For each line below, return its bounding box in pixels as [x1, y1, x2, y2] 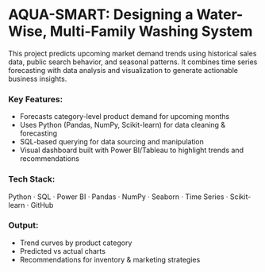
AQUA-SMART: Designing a [8, 6, 194, 24]
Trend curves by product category [19, 238, 132, 247]
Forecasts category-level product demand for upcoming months [19, 112, 230, 121]
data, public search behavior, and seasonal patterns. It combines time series [8, 57, 258, 67]
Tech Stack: [8, 174, 56, 185]
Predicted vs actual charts [19, 246, 106, 255]
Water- [196, 6, 244, 24]
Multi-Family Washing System [50, 22, 253, 40]
